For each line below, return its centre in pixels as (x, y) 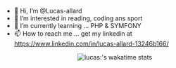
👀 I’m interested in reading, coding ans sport (78, 18)
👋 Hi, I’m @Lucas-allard (48, 11)
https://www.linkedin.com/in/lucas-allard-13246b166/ (91, 43)
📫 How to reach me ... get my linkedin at (73, 34)
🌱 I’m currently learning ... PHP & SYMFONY (78, 26)
